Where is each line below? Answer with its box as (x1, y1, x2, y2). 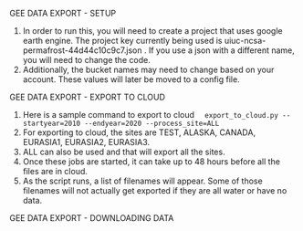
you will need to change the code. (22, 55, 151, 65)
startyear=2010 (22, 119, 81, 128)
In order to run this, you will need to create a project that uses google (22, 26, 283, 36)
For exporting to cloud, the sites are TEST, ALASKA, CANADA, (22, 127, 256, 138)
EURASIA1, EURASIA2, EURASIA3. (22, 137, 151, 147)
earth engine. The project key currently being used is (22, 36, 223, 46)
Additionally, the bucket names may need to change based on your (22, 64, 275, 75)
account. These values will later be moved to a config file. (22, 74, 240, 85)
